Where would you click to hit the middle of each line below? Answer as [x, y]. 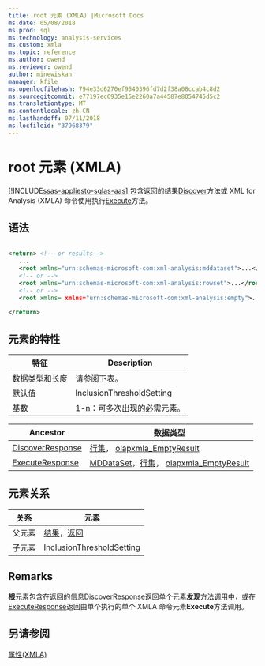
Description [130, 363]
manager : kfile [33, 81]
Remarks [31, 576]
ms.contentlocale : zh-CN [49, 111]
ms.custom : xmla [35, 45]
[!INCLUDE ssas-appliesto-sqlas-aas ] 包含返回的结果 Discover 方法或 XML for [132, 190]
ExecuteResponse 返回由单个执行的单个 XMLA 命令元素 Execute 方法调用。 [128, 606]
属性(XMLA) [28, 654]
